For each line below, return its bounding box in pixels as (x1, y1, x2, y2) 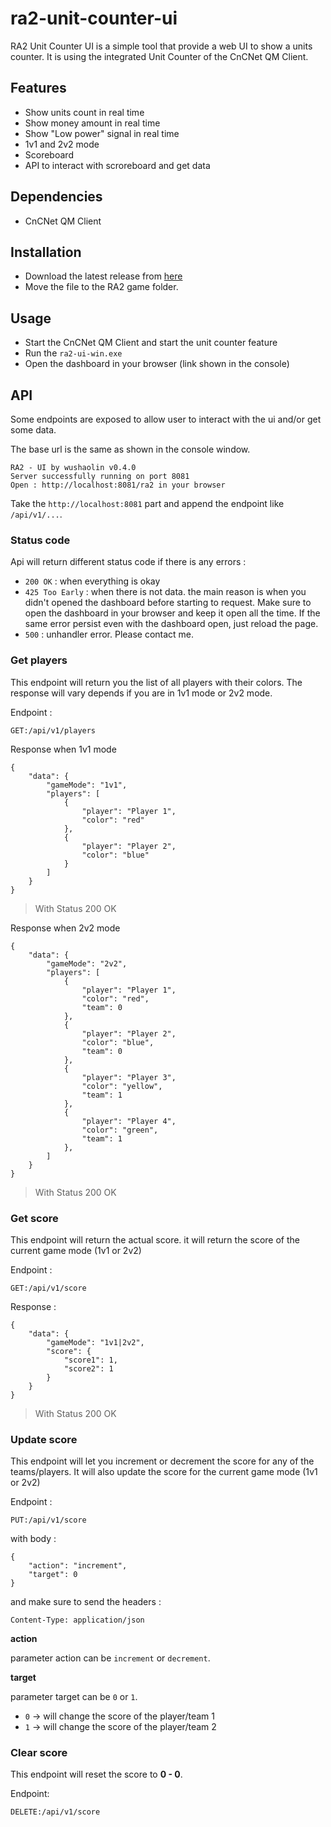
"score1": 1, (63, 1355, 118, 1365)
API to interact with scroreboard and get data (24, 159, 211, 171)
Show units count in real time (24, 106, 145, 118)
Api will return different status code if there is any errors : (10, 556, 247, 568)
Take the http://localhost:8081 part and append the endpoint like (10, 498, 285, 509)
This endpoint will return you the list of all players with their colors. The (10, 676, 303, 688)
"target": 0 (28, 1570, 78, 1580)
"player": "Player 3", (81, 1072, 177, 1082)
